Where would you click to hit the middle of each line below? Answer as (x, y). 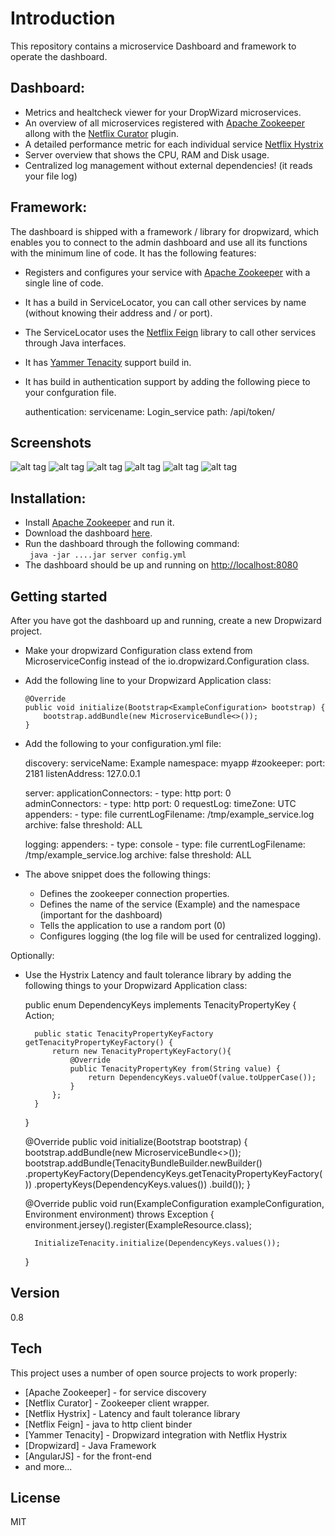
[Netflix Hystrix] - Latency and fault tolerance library (132, 1413)
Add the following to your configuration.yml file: (123, 743)
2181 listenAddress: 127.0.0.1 (82, 773)
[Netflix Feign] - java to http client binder (108, 1424)
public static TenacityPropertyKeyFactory (124, 1034)
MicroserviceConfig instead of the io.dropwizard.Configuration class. (167, 661)
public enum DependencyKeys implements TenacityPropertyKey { (160, 1005)
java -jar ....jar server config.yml (108, 555)
